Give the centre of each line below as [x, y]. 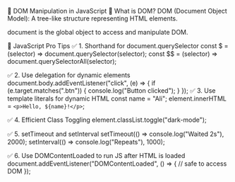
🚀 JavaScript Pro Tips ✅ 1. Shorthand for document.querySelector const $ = [118, 46]
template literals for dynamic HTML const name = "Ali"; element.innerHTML [117, 98]
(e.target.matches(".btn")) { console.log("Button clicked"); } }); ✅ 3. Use [112, 91]
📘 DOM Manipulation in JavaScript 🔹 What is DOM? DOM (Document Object [117, 11]
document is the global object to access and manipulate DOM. [98, 32]
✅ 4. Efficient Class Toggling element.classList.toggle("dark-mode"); [107, 120]
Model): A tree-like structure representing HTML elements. [92, 18]
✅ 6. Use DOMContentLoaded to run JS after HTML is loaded [96, 155]
